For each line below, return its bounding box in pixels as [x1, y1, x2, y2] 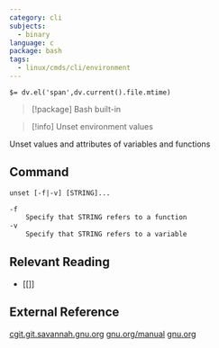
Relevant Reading [9, 254, 110, 270]
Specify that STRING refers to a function [25, 213, 187, 222]
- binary [17, 30, 50, 39]
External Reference [9, 305, 120, 320]
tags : [9, 55, 30, 64]
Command [9, 165, 69, 180]
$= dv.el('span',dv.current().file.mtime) [9, 87, 171, 97]
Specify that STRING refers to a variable [25, 230, 187, 239]
